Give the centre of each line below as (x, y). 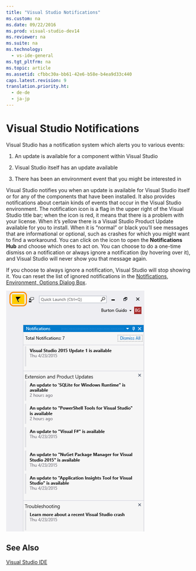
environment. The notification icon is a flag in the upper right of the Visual (95, 208)
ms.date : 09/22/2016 (31, 25)
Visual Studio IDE (27, 562)
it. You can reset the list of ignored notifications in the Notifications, (87, 276)
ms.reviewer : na (26, 37)
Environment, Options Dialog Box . (47, 282)
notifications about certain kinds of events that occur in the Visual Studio (94, 203)
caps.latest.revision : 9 (36, 80)
